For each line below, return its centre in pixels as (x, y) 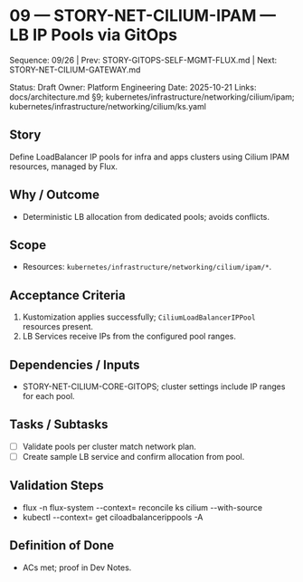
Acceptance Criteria (67, 295)
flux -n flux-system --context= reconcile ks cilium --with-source (142, 507)
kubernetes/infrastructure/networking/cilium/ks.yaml (108, 106)
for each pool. (48, 396)
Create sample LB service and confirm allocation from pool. (133, 456)
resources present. (57, 327)
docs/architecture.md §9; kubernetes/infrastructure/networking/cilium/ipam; (152, 97)
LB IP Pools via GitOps (94, 35)
